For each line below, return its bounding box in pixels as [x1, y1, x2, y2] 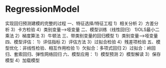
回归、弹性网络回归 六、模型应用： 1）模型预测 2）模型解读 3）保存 [22, 51, 161, 57]
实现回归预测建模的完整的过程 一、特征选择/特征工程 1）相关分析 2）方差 [5, 20, 155, 26]
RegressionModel [5, 3, 80, 15]
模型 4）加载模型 [5, 57, 40, 63]
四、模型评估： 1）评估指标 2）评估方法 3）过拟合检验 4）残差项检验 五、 [5, 38, 157, 45]
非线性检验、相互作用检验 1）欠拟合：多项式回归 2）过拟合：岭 [22, 45, 152, 51]
